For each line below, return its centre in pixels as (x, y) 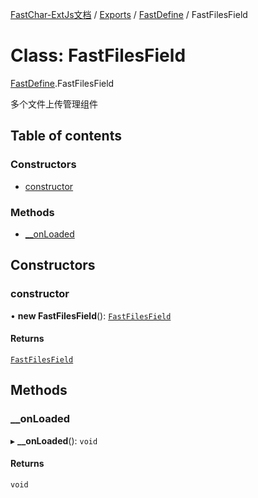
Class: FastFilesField (98, 55)
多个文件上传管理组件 (54, 104)
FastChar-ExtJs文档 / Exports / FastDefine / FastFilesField (129, 14)
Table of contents (66, 136)
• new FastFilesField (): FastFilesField (91, 315)
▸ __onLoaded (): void (54, 440)
